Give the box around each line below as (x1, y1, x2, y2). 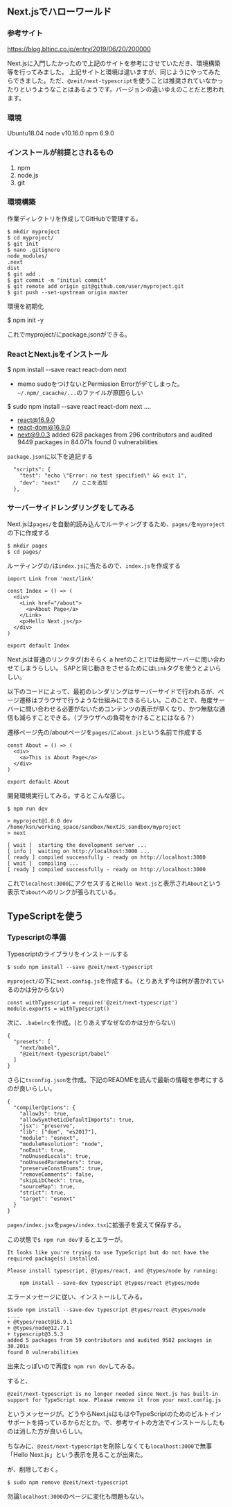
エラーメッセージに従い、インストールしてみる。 (7, 1293, 147, 1301)
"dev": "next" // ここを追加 (19, 479, 108, 487)
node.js (17, 171, 39, 180)
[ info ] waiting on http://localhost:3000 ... (7, 848, 150, 855)
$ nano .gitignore (7, 246, 60, 253)
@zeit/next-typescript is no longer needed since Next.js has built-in (7, 1390, 218, 1397)
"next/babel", (19, 1044, 60, 1051)
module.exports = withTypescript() (7, 1005, 110, 1012)
